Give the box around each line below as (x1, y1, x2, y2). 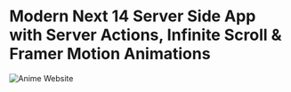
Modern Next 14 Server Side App (9, 6, 256, 27)
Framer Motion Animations (9, 44, 211, 64)
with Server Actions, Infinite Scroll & (9, 25, 282, 45)
